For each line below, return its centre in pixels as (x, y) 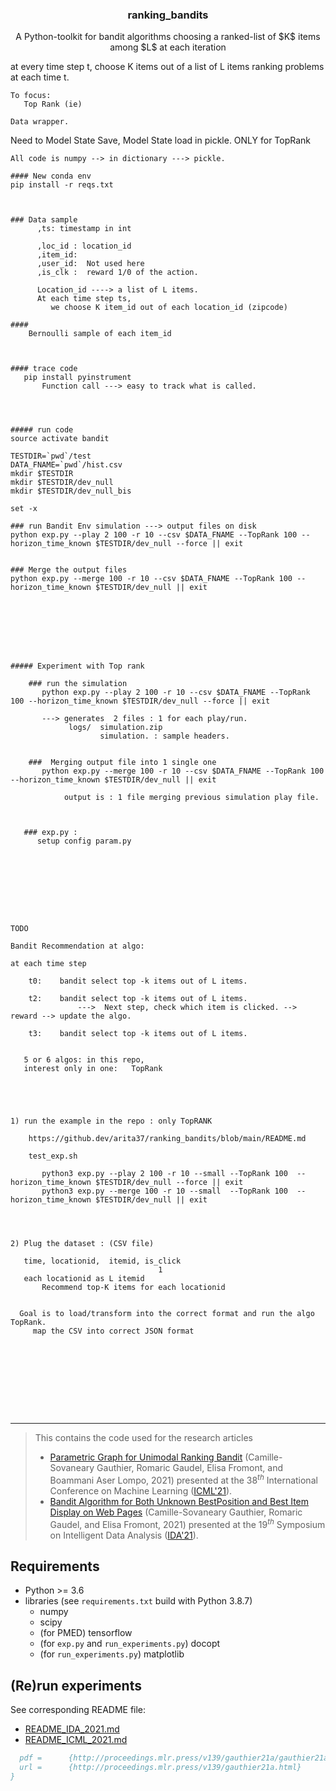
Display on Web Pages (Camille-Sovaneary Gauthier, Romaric (176, 1512)
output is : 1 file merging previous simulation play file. (191, 798)
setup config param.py (84, 841)
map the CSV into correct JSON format (113, 1331)
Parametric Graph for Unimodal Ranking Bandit (146, 1457)
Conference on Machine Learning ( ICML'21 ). (141, 1490)
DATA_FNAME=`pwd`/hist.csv (66, 465)
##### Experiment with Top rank (77, 666)
